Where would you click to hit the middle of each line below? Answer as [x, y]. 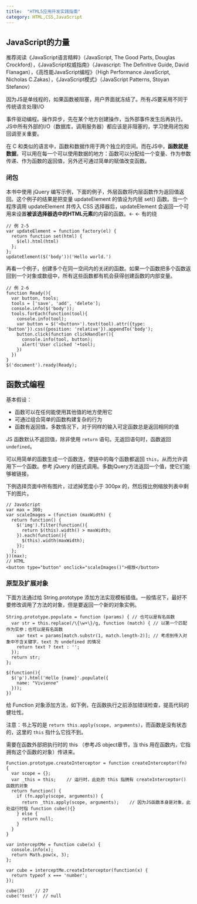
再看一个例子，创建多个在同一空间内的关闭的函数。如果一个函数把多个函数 [96, 268]
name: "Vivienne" [38, 683]
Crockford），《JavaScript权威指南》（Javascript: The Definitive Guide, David [97, 65]
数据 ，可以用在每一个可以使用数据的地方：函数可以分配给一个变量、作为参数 [98, 154]
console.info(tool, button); [57, 339]
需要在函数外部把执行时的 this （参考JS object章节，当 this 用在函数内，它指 [98, 744]
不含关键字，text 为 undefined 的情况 [57, 642]
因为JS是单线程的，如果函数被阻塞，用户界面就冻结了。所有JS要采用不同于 [97, 99]
